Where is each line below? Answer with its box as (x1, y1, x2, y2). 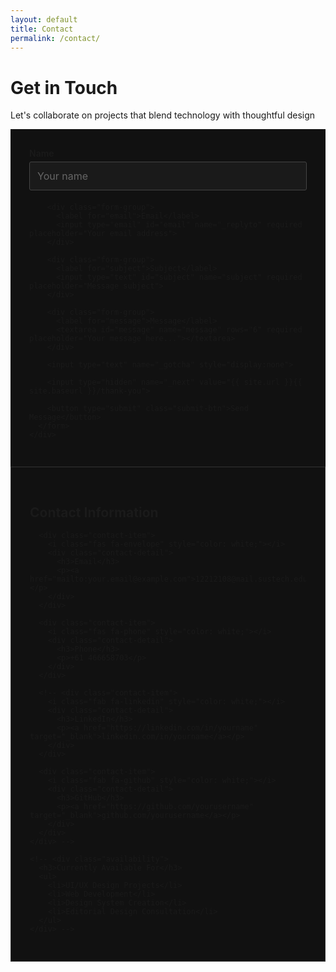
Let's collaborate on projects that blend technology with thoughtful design (10, 109, 316, 121)
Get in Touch (10, 76, 118, 99)
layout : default (10, 14, 78, 25)
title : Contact (10, 24, 74, 34)
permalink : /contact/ (10, 33, 101, 43)
